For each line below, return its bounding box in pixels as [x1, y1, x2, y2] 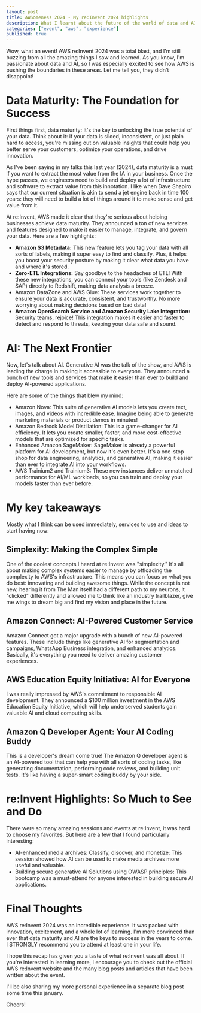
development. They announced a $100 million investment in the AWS [6, 697, 175, 704]
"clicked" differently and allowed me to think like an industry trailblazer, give [6, 592, 193, 599]
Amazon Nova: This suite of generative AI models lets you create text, [14, 404, 187, 410]
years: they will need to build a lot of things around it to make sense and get [6, 195, 193, 202]
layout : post [6, 8, 39, 15]
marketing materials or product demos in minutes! [14, 416, 138, 423]
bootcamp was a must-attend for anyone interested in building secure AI [14, 875, 194, 882]
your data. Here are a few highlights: [6, 232, 96, 240]
